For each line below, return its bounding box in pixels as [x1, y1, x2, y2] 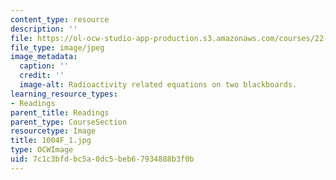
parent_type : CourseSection [10, 117, 128, 127]
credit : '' [19, 71, 65, 81]
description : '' [10, 24, 78, 34]
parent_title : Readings [10, 107, 110, 118]
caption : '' [19, 61, 70, 71]
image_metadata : [10, 52, 78, 62]
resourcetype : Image [10, 126, 97, 136]
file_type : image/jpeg [10, 42, 105, 53]
